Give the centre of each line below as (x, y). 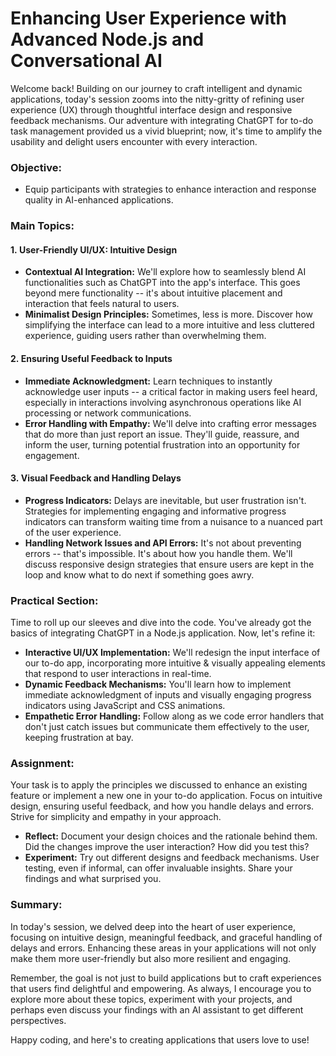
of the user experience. (73, 532)
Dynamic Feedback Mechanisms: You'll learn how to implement (158, 684)
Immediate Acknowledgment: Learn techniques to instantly (148, 381)
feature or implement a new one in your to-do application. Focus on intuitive (166, 796)
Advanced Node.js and (107, 39)
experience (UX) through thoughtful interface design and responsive (151, 109)
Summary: (36, 905)
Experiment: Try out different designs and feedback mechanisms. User (172, 858)
